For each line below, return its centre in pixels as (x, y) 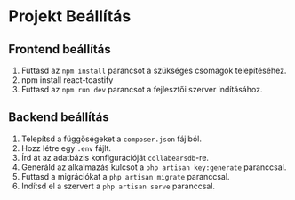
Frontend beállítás (60, 49)
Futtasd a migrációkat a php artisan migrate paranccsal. (125, 176)
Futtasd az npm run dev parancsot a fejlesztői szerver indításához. (142, 89)
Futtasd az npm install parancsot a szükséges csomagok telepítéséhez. (154, 70)
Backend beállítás (59, 117)
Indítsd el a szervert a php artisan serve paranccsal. (118, 186)
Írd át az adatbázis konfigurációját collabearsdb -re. (115, 157)
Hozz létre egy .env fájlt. (66, 148)
